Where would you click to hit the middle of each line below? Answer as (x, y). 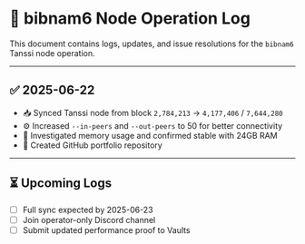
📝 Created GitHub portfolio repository (93, 145)
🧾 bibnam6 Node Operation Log (130, 19)
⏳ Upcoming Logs (61, 184)
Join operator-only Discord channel (89, 220)
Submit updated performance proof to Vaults (106, 229)
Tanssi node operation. (52, 53)
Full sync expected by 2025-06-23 (88, 210)
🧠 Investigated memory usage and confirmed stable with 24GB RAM (150, 135)
